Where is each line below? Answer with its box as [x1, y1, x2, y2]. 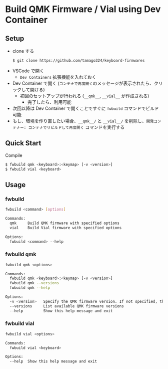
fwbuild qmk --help [9, 285, 50, 290]
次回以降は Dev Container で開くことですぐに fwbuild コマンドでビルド [12, 105, 159, 111]
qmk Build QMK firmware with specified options [9, 221, 120, 226]
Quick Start [5, 139, 41, 147]
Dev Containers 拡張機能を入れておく [19, 74, 96, 80]
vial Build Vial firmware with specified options [9, 225, 122, 230]
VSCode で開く [12, 68, 44, 74]
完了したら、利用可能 [27, 99, 71, 105]
